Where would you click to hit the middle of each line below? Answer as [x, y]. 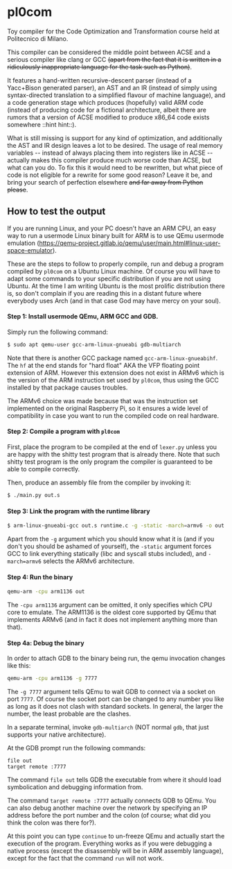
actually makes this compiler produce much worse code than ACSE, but [109, 160]
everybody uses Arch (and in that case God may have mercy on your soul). [114, 301]
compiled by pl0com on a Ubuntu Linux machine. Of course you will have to [114, 271]
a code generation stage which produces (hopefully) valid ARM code [106, 102]
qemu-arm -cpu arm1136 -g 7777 [52, 678]
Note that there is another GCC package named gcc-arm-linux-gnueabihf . [113, 357]
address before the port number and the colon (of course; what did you [109, 816]
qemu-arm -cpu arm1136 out [46, 592]
